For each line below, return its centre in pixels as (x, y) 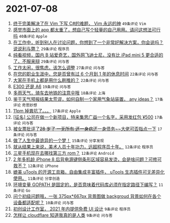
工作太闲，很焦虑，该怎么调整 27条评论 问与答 (59, 67)
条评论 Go (22, 190)
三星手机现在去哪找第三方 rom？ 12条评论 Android (64, 153)
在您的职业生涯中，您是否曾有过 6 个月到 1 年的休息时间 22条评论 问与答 (86, 74)
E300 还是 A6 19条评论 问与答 (42, 86)
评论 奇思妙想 (25, 105)
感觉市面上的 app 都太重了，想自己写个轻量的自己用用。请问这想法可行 (87, 30)
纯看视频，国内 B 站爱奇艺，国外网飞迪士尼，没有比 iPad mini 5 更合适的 (88, 55)
